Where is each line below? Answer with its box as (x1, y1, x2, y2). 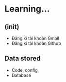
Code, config (11, 67, 38, 73)
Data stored (4, 55, 41, 63)
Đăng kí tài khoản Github (11, 41, 61, 46)
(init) (4, 23, 19, 31)
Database (11, 72, 31, 78)
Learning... (4, 3, 50, 14)
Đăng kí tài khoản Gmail (11, 35, 59, 41)
